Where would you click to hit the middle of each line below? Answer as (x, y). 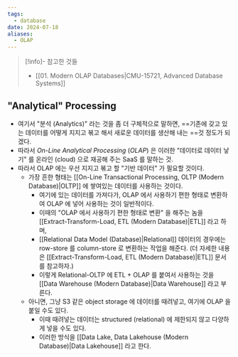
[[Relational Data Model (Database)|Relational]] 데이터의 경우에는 (132, 239)
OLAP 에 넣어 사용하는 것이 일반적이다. (100, 203)
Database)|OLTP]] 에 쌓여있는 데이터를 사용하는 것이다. (106, 186)
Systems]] (50, 83)
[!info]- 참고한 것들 (51, 62)
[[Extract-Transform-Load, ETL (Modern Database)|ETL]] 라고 (129, 221)
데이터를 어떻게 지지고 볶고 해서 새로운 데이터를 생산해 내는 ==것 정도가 (124, 132)
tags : (15, 14)
